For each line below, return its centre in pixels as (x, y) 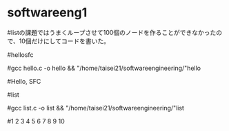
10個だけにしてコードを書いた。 (64, 41)
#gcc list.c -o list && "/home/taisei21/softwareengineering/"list (96, 108)
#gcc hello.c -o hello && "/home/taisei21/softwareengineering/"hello (104, 68)
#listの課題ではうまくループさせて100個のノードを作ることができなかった (112, 32)
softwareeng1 (47, 13)
